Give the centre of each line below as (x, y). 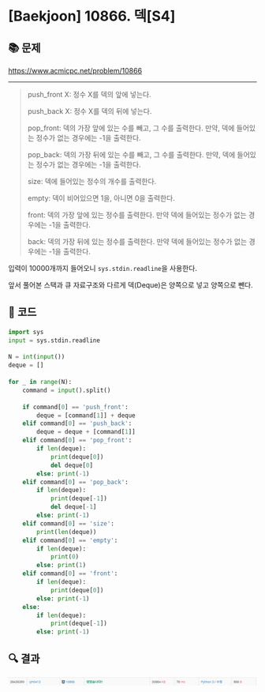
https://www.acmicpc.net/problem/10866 (75, 71)
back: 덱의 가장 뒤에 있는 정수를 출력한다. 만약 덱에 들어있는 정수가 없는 (137, 241)
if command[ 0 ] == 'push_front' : (75, 407)
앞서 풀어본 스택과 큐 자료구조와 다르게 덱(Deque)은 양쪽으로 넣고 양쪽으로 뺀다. (131, 285)
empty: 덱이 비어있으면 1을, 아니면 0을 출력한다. (101, 198)
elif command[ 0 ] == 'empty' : (70, 540)
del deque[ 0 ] (71, 465)
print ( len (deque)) (67, 532)
